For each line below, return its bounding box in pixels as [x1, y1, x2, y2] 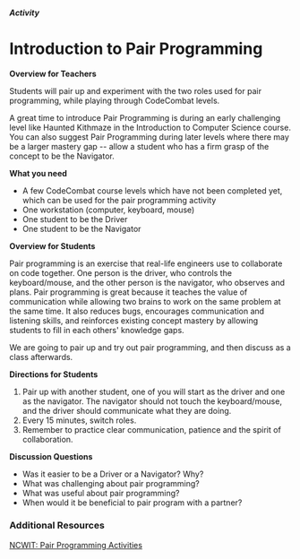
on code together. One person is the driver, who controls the [9, 267, 233, 278]
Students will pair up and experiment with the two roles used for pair [9, 85, 262, 96]
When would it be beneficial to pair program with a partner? [21, 497, 243, 508]
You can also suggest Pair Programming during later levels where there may [9, 131, 289, 142]
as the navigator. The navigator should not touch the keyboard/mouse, [21, 395, 282, 407]
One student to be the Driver [21, 213, 128, 224]
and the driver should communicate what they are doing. [21, 405, 232, 416]
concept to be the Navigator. [9, 150, 115, 161]
